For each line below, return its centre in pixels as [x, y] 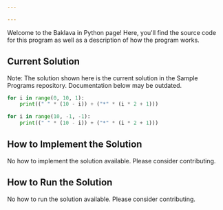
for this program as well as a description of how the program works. [103, 40]
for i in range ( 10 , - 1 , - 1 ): [49, 117]
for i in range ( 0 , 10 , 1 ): [46, 98]
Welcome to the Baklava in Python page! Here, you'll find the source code [112, 32]
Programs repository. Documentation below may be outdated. [95, 85]
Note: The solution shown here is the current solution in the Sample [103, 78]
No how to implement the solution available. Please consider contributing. [111, 161]
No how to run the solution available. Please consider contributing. [102, 199]
